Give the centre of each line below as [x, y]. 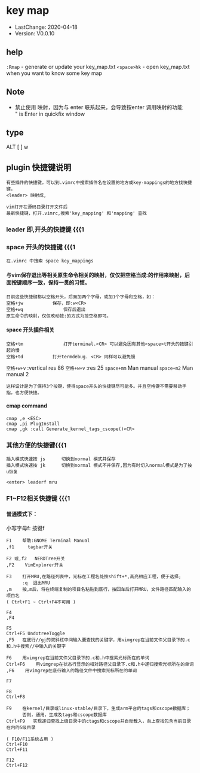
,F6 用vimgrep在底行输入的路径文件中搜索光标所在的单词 [72, 671]
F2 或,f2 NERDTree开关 [36, 559]
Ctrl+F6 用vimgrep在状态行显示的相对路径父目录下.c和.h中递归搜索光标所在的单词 [100, 665]
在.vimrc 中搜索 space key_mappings [50, 261]
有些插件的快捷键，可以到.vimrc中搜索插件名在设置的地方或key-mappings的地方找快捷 [99, 183]
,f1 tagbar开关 [30, 547]
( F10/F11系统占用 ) [30, 739]
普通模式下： [22, 514]
